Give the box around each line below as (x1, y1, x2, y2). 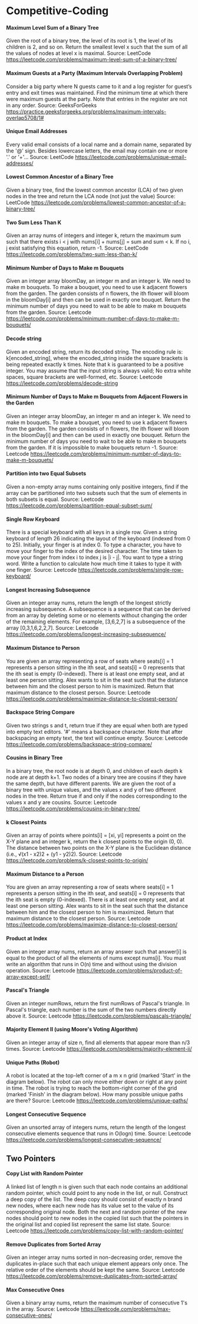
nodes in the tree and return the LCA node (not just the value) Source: (6, 193, 176, 199)
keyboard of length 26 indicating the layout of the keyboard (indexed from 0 (6, 535, 190, 542)
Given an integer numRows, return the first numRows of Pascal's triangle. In (6, 999, 190, 1006)
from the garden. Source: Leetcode (6, 309, 91, 316)
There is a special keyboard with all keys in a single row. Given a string (6, 529, 177, 536)
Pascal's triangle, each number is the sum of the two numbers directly (6, 1006, 177, 1013)
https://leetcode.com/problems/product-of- (76, 967, 183, 974)
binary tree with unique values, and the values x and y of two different (6, 786, 176, 794)
